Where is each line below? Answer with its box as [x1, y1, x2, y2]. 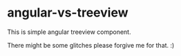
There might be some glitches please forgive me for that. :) [7, 41, 175, 49]
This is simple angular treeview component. [7, 28, 131, 36]
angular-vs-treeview [7, 5, 128, 21]
